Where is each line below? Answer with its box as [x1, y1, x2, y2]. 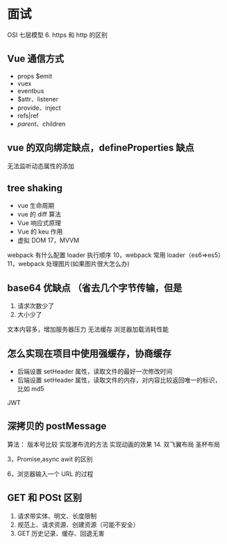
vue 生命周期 [17, 201, 55, 210]
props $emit [17, 72, 53, 80]
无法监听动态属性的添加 [7, 161, 74, 170]
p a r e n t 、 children [17, 119, 66, 128]
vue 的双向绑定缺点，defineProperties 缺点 [7, 142, 194, 154]
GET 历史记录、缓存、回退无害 [17, 529, 105, 537]
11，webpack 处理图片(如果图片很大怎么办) [7, 260, 130, 268]
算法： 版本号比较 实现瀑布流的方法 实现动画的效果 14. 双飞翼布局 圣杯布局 [7, 440, 220, 448]
